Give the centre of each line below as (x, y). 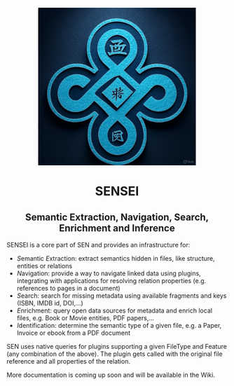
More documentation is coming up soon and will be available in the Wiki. (111, 375)
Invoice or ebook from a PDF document (74, 333)
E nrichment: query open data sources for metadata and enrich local (115, 310)
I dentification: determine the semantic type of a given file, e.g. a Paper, (119, 325)
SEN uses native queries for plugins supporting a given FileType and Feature (117, 346)
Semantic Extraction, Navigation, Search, (117, 217)
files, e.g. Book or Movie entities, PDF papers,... (85, 318)
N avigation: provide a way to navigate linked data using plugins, (109, 273)
